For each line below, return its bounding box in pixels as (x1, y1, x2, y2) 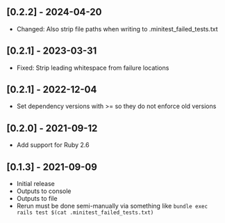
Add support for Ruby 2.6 (16, 141, 90, 149)
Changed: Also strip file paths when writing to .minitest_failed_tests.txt (16, 24, 218, 33)
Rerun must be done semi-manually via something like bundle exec (16, 202, 208, 210)
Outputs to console (16, 187, 72, 195)
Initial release (16, 180, 55, 188)
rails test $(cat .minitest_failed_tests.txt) (16, 209, 154, 216)
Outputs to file (16, 194, 58, 203)
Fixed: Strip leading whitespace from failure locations (16, 63, 169, 72)
